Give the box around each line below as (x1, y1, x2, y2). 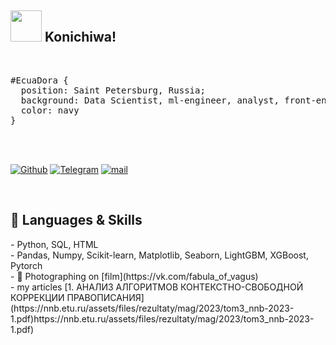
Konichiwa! (44, 29, 117, 46)
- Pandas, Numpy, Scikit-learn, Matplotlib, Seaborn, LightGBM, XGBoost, (10, 249, 309, 261)
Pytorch (10, 259, 43, 271)
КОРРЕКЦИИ (10, 291, 65, 303)
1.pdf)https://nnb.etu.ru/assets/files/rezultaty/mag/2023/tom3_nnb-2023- (10, 312, 315, 325)
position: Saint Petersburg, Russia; (20, 84, 206, 96)
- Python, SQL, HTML (10, 238, 99, 250)
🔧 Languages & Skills (10, 212, 143, 229)
